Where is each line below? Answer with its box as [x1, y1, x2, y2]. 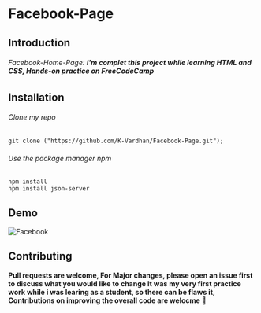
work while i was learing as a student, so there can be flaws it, [8, 287, 215, 296]
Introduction [8, 36, 71, 50]
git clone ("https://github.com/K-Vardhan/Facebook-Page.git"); [8, 137, 224, 145]
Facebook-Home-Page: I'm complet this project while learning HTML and [8, 58, 252, 68]
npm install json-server [8, 185, 90, 193]
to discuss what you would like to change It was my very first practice [8, 278, 242, 288]
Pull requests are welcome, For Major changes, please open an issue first [8, 271, 253, 280]
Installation [8, 90, 65, 104]
